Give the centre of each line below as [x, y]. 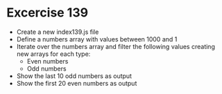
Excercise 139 [47, 13]
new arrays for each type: [53, 54]
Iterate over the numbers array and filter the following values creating [116, 46]
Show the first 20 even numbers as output [77, 83]
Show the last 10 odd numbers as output [74, 76]
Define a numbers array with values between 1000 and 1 [97, 39]
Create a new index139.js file [58, 32]
